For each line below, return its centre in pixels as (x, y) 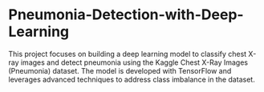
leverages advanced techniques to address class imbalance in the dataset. (132, 79)
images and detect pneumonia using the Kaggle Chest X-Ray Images (134, 62)
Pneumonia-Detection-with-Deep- (126, 15)
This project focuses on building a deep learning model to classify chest (128, 54)
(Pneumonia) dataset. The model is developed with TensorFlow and (120, 70)
